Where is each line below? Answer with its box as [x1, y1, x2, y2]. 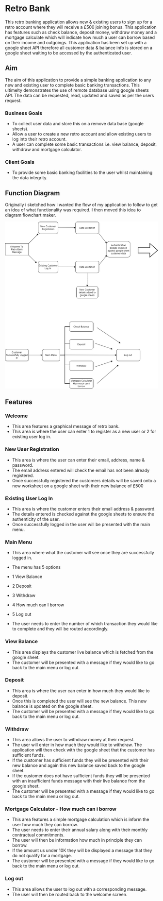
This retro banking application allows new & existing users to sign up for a [5, 19, 153, 25]
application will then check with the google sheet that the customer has [12, 747, 155, 753]
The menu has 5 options [12, 564, 61, 570]
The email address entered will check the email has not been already [12, 467, 150, 473]
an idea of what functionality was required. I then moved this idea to [5, 207, 141, 213]
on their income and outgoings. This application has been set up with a [5, 39, 147, 45]
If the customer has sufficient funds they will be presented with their [12, 757, 149, 763]
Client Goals [5, 158, 35, 165]
